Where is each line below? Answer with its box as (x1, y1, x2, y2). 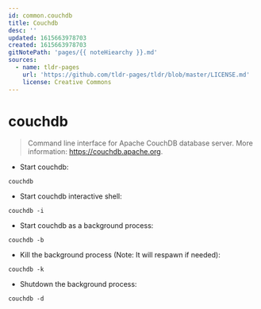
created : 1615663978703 (8, 41, 87, 49)
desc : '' (8, 26, 37, 34)
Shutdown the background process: (19, 280, 137, 289)
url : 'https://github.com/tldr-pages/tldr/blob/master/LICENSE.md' (22, 71, 250, 79)
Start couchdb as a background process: (19, 221, 154, 230)
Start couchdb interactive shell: (19, 191, 123, 201)
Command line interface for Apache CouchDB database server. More (27, 138, 254, 148)
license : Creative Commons (22, 78, 112, 86)
